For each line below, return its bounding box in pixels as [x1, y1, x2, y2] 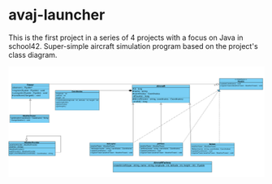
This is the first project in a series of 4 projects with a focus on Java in [8, 33, 244, 42]
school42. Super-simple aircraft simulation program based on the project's [8, 41, 258, 50]
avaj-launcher [8, 6, 106, 24]
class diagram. [8, 50, 58, 59]
